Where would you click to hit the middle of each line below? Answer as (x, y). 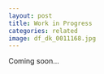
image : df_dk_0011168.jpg (52, 38)
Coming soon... (34, 61)
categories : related (43, 31)
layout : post (30, 16)
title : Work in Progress (50, 23)
